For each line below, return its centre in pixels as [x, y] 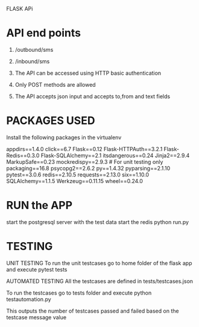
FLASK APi [20, 9]
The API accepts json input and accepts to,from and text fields [93, 96]
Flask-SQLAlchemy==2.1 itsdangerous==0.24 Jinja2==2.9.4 [115, 155]
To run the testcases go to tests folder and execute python [79, 293]
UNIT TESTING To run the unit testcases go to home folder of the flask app [99, 263]
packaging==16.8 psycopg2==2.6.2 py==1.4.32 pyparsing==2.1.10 [88, 168]
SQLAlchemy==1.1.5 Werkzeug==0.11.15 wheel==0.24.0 [75, 181]
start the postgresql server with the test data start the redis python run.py [97, 222]
